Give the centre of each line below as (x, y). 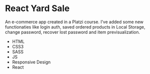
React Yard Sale (37, 8)
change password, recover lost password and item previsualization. (73, 32)
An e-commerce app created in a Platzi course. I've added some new (74, 22)
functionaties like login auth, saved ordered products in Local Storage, (75, 27)
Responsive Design (31, 62)
